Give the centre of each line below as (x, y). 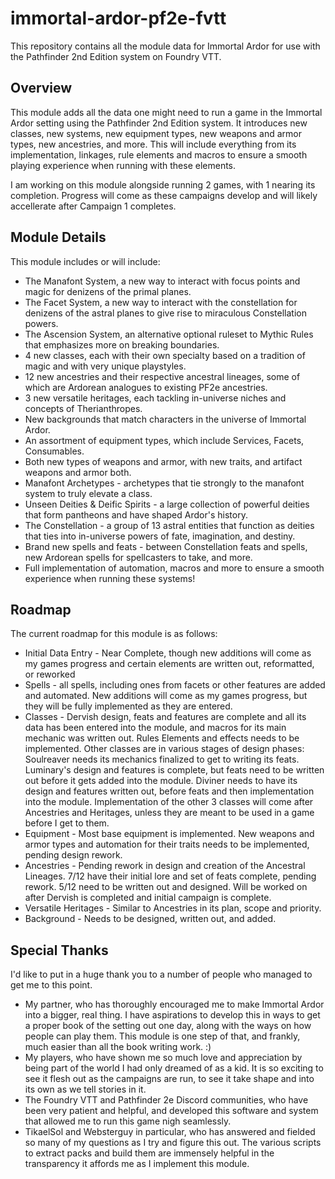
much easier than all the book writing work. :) (118, 1047)
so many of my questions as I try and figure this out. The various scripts (173, 1143)
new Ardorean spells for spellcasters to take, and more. (138, 557)
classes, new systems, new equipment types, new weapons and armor (156, 133)
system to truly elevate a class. (88, 493)
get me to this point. (51, 985)
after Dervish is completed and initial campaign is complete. (148, 898)
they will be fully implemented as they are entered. (128, 706)
